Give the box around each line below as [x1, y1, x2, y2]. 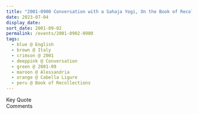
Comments [6, 103, 33, 109]
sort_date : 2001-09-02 [6, 25, 62, 31]
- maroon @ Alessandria [11, 69, 70, 75]
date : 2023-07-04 [6, 14, 49, 20]
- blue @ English [11, 42, 54, 48]
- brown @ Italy [11, 47, 51, 53]
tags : [6, 36, 19, 42]
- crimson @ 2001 [11, 53, 54, 58]
